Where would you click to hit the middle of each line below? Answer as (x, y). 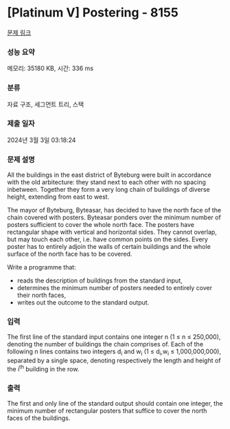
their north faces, (42, 295)
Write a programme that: (42, 267)
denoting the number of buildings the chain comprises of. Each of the (105, 344)
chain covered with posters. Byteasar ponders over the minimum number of (114, 217)
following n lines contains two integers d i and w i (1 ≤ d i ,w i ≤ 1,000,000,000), (114, 352)
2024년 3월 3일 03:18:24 (42, 140)
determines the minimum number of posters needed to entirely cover (115, 288)
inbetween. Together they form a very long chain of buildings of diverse (109, 190)
